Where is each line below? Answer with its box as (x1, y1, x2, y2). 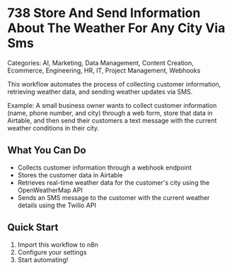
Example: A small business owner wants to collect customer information (7, 101, 217, 109)
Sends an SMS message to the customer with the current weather (17, 193, 210, 201)
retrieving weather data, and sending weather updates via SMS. (7, 87, 193, 96)
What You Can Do (7, 144, 86, 157)
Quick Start (7, 221, 59, 233)
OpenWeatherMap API (17, 186, 83, 194)
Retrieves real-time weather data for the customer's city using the (17, 178, 210, 187)
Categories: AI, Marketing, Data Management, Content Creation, (7, 58, 195, 67)
